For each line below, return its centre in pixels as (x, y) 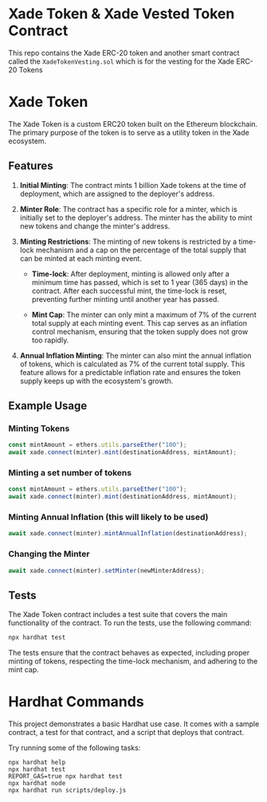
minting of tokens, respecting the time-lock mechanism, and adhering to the (133, 661)
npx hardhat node (37, 784)
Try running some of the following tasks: (75, 748)
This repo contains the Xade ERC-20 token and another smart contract (124, 53)
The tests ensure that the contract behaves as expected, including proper (129, 653)
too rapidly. (50, 340)
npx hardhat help (37, 763)
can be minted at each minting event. (80, 258)
